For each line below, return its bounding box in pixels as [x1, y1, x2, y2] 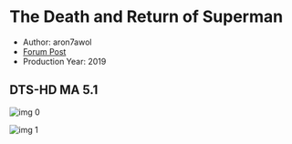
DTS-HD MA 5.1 [9, 82, 99, 98]
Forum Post [22, 46, 67, 57]
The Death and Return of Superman [9, 6, 284, 27]
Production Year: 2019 [22, 56, 107, 67]
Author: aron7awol [22, 36, 92, 47]
